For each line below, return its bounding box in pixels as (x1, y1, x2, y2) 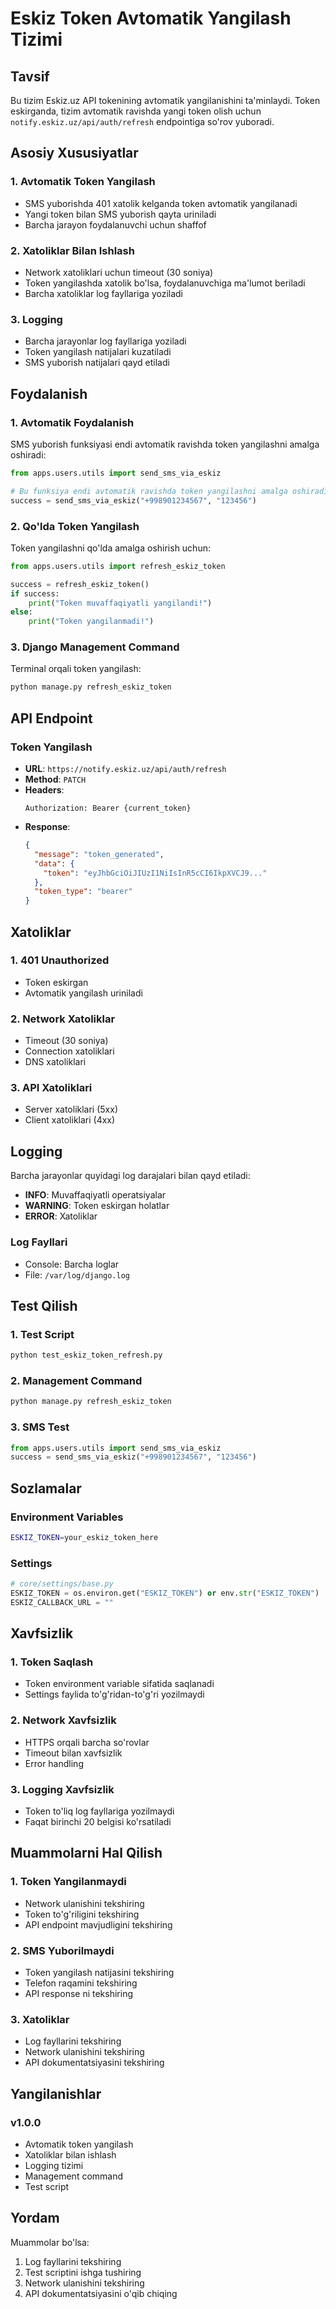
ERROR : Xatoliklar (24, 1210, 98, 1222)
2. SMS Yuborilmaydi (10, 1943, 115, 1957)
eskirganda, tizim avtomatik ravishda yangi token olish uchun (10, 105, 262, 117)
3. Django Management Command (10, 640, 180, 654)
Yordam (10, 2210, 60, 2227)
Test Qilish (10, 1297, 78, 1314)
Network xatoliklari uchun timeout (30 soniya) (24, 266, 214, 278)
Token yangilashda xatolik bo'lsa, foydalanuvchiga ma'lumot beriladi (24, 277, 306, 289)
